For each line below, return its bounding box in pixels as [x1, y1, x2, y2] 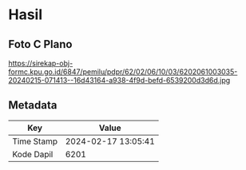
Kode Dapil [12, 148, 54, 160]
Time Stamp [12, 136, 58, 147]
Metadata [8, 98, 58, 113]
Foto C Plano [8, 38, 73, 51]
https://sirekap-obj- [8, 58, 73, 68]
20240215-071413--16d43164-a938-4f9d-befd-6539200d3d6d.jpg [8, 76, 231, 85]
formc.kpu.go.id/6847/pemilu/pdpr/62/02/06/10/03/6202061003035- [8, 67, 238, 77]
